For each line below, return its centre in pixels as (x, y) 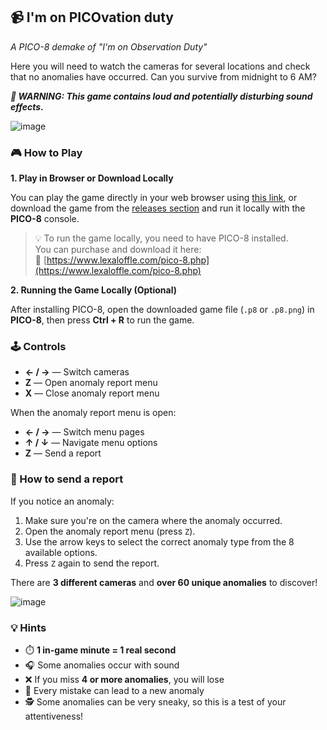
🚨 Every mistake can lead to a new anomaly (114, 690)
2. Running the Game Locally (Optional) (94, 290)
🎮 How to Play (46, 152)
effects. (27, 106)
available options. (61, 552)
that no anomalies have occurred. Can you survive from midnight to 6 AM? (163, 76)
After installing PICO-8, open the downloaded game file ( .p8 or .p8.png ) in (162, 310)
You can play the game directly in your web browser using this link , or (154, 198)
